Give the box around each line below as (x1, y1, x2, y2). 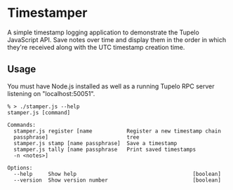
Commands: (7, 121, 36, 128)
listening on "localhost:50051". (7, 89, 95, 97)
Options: (7, 164, 33, 171)
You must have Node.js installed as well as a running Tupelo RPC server (7, 82, 215, 90)
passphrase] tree (13, 133, 140, 141)
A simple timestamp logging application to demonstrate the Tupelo (7, 28, 200, 36)
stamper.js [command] (7, 109, 71, 116)
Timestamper (7, 5, 88, 21)
